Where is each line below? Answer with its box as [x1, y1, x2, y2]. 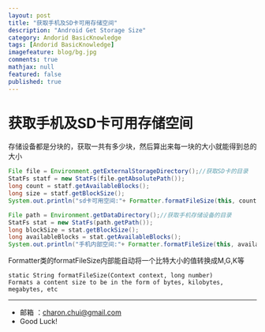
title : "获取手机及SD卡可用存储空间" [8, 19, 118, 27]
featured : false [8, 70, 62, 78]
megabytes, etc [8, 285, 58, 293]
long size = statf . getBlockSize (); [8, 190, 125, 198]
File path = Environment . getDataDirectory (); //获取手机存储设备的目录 [8, 211, 233, 219]
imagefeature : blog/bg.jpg [8, 48, 97, 56]
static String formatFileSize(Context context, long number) [8, 272, 214, 280]
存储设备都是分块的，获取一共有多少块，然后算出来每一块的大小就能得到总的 [8, 141, 257, 151]
